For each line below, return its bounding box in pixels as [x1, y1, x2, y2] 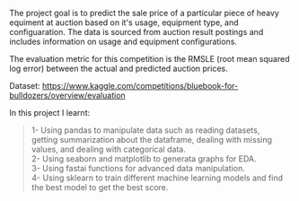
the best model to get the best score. [31, 182, 169, 192]
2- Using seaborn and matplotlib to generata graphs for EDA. [31, 153, 258, 164]
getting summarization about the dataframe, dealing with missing [31, 135, 272, 144]
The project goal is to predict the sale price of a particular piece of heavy [9, 8, 280, 18]
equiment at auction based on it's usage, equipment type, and [9, 17, 240, 28]
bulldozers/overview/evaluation [9, 90, 126, 100]
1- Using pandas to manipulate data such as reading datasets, [31, 125, 260, 135]
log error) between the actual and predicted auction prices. [9, 63, 228, 74]
